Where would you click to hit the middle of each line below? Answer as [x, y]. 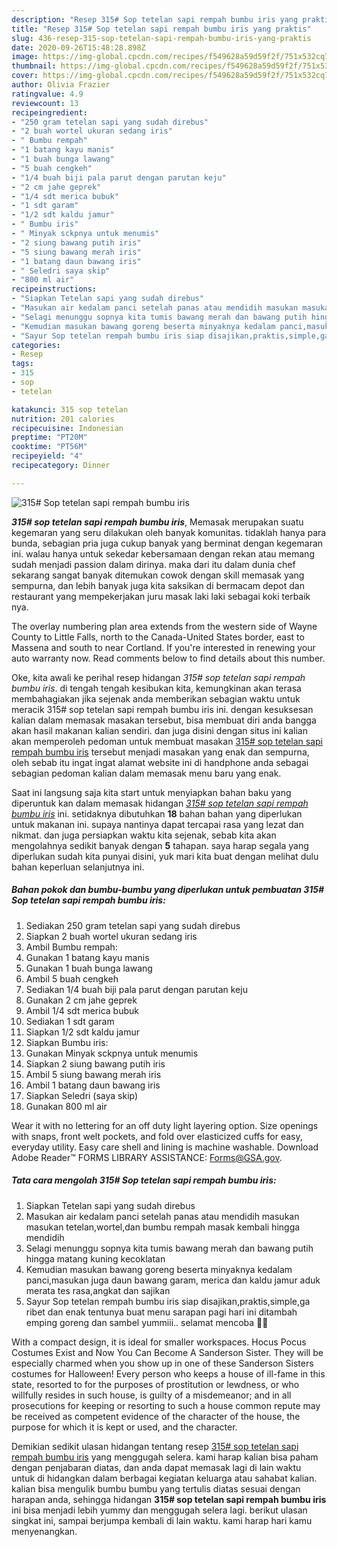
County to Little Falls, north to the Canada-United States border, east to [158, 637]
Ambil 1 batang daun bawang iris [93, 1085]
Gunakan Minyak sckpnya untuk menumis [112, 1053]
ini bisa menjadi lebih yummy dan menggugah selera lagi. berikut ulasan [159, 1510]
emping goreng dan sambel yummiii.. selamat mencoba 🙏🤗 [147, 1322]
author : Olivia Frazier [61, 85]
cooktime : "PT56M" [49, 447]
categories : [36, 345]
